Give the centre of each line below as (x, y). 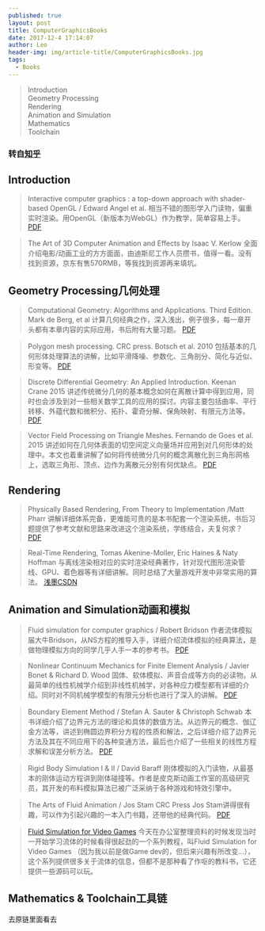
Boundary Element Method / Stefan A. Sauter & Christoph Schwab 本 (139, 712)
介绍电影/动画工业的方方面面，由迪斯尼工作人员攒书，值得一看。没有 (140, 254)
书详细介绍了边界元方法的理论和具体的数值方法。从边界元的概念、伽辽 (142, 721)
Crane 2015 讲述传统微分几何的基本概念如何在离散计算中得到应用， (137, 391)
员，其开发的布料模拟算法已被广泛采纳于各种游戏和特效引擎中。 (131, 788)
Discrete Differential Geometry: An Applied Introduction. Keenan (132, 382)
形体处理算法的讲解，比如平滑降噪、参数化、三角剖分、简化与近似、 (146, 357)
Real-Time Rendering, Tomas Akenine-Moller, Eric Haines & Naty (133, 553)
